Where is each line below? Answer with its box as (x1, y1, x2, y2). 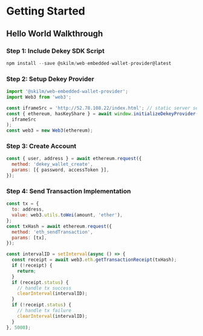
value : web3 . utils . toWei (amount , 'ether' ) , (11, 212, 123, 218)
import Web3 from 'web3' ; (6, 94, 71, 100)
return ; (17, 268, 36, 274)
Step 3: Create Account (6, 142, 77, 150)
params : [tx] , (11, 235, 47, 241)
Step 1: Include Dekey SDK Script (6, 47, 105, 55)
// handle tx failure (17, 307, 71, 314)
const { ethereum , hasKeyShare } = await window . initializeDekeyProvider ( (6, 110, 199, 116)
